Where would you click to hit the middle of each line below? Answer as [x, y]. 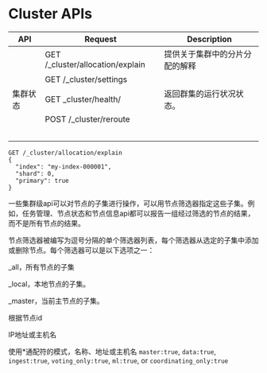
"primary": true [42, 181]
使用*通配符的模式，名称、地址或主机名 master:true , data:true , [112, 352]
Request [101, 39]
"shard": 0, [35, 173]
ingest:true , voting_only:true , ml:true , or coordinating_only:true [118, 360]
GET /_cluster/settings [86, 79]
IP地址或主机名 [33, 334]
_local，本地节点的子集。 [49, 284]
